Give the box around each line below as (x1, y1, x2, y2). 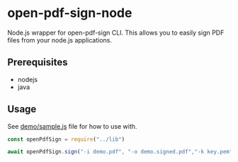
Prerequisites (7, 57, 68, 69)
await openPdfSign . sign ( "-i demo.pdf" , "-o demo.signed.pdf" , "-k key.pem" (7, 149, 233, 156)
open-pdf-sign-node (7, 5, 132, 21)
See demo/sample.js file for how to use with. (7, 122, 137, 130)
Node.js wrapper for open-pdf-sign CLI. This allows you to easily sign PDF (7, 28, 225, 37)
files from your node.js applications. (7, 35, 112, 44)
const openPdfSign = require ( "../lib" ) (7, 136, 125, 143)
